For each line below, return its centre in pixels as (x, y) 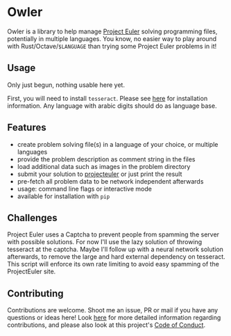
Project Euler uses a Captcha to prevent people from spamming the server (113, 234)
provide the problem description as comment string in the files (106, 159)
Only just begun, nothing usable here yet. (66, 85)
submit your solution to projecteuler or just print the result (100, 174)
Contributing (35, 293)
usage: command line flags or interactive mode (85, 189)
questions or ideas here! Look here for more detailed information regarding (114, 318)
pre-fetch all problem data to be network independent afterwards (110, 181)
